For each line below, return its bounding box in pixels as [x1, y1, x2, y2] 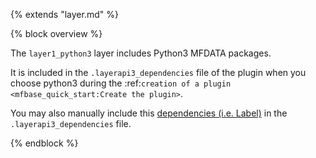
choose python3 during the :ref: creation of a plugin [10, 77, 232, 89]
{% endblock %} [10, 137, 79, 149]
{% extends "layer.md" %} [10, 9, 119, 20]
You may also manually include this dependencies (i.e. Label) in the [10, 107, 288, 119]
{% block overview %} [10, 28, 103, 39]
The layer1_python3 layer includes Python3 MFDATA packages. [10, 47, 272, 59]
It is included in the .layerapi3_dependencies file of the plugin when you [10, 67, 307, 78]
